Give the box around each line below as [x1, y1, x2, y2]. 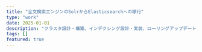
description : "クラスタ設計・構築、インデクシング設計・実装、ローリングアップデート [6, 25, 197, 32]
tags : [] [6, 31, 28, 37]
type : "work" [6, 14, 39, 20]
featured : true [6, 36, 45, 42]
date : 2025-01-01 [6, 20, 50, 26]
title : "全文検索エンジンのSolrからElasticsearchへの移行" [6, 8, 144, 15]
